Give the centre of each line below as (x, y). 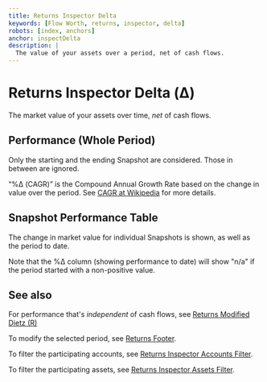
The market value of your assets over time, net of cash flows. (110, 115)
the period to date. (39, 245)
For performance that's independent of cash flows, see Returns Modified (129, 314)
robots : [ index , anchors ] (51, 31)
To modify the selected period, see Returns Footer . (92, 339)
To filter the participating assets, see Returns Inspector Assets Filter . (122, 370)
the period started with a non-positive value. (82, 269)
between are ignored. (44, 168)
